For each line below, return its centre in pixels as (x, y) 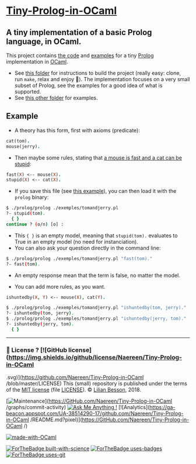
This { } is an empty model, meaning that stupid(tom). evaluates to (96, 236)
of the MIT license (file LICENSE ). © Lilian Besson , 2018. (74, 390)
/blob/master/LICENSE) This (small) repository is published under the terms (97, 383)
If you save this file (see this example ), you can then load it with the (95, 191)
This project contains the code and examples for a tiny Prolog (80, 56)
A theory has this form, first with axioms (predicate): (77, 130)
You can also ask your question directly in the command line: (87, 248)
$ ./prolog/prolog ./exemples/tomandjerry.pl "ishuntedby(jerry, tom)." (96, 319)
